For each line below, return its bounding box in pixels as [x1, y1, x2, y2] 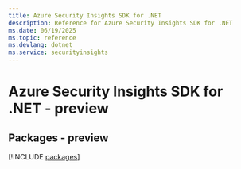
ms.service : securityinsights [8, 48, 109, 56]
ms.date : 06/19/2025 [8, 26, 77, 34]
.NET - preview [8, 100, 109, 117]
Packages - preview [8, 131, 109, 144]
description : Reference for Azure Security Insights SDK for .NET [8, 19, 233, 27]
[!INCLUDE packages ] [8, 152, 80, 161]
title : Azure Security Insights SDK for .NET [8, 11, 161, 20]
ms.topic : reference [8, 33, 77, 42]
